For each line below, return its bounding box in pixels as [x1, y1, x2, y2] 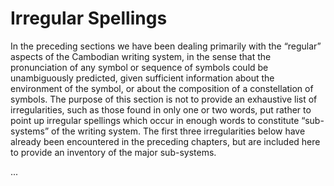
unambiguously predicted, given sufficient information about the [10, 72, 275, 84]
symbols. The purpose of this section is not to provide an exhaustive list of [10, 93, 318, 105]
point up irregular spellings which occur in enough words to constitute [10, 114, 300, 126]
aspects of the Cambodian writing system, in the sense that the [10, 50, 272, 62]
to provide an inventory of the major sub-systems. [10, 146, 217, 158]
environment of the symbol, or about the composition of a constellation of [10, 82, 314, 94]
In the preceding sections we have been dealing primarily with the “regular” [10, 40, 322, 52]
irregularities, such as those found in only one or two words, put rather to [10, 103, 312, 116]
